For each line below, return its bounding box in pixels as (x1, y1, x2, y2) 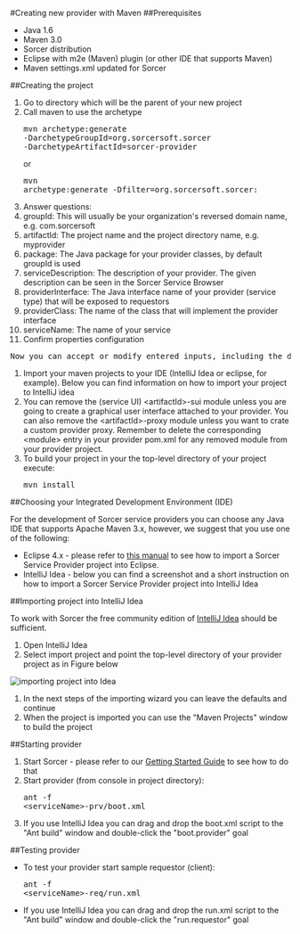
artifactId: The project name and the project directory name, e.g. (22, 230, 260, 240)
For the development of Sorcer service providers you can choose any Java (10, 514, 285, 524)
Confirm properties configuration (22, 334, 145, 344)
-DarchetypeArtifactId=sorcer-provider (22, 142, 198, 152)
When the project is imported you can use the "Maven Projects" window (22, 712, 288, 723)
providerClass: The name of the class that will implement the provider (22, 306, 279, 315)
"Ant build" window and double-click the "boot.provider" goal (22, 828, 248, 838)
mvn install (22, 480, 76, 489)
